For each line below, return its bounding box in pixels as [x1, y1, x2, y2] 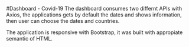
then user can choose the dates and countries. [6, 18, 120, 24]
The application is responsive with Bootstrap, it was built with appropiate [6, 29, 183, 36]
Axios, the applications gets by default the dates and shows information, [6, 11, 182, 18]
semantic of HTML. [6, 35, 53, 42]
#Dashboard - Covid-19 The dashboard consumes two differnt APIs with [6, 5, 182, 12]
